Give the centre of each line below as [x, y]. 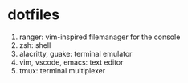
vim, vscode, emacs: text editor [71, 62]
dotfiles [34, 15]
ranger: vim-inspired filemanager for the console [100, 37]
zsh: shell [35, 45]
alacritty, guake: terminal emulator [76, 53]
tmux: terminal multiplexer [62, 70]
